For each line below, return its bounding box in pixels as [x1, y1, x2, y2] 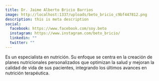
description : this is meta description [5, 17, 89, 22]
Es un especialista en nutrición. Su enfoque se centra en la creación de [5, 54, 152, 60]
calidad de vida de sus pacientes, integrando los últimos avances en [5, 64, 147, 70]
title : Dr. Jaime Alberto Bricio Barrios [5, 7, 94, 13]
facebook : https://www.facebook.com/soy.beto [10, 26, 107, 31]
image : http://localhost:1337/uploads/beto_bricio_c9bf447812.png [5, 12, 147, 17]
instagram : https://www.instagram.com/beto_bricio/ [10, 31, 121, 36]
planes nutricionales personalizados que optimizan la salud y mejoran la [5, 59, 154, 65]
